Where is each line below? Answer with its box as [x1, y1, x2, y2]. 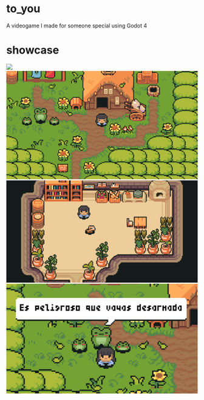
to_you [6, 2, 41, 16]
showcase [6, 43, 59, 57]
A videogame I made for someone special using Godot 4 [6, 22, 148, 29]
